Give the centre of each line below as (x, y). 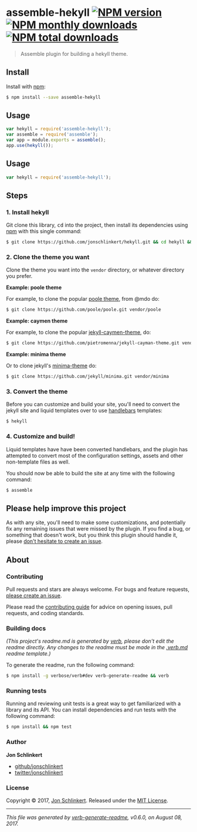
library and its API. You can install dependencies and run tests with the (91, 710)
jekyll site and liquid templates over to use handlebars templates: (84, 411)
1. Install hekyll (28, 212)
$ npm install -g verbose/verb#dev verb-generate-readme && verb (87, 676)
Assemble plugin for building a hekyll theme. (74, 53)
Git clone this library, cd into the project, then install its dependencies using (97, 225)
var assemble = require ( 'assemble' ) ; (52, 135)
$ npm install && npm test (39, 727)
